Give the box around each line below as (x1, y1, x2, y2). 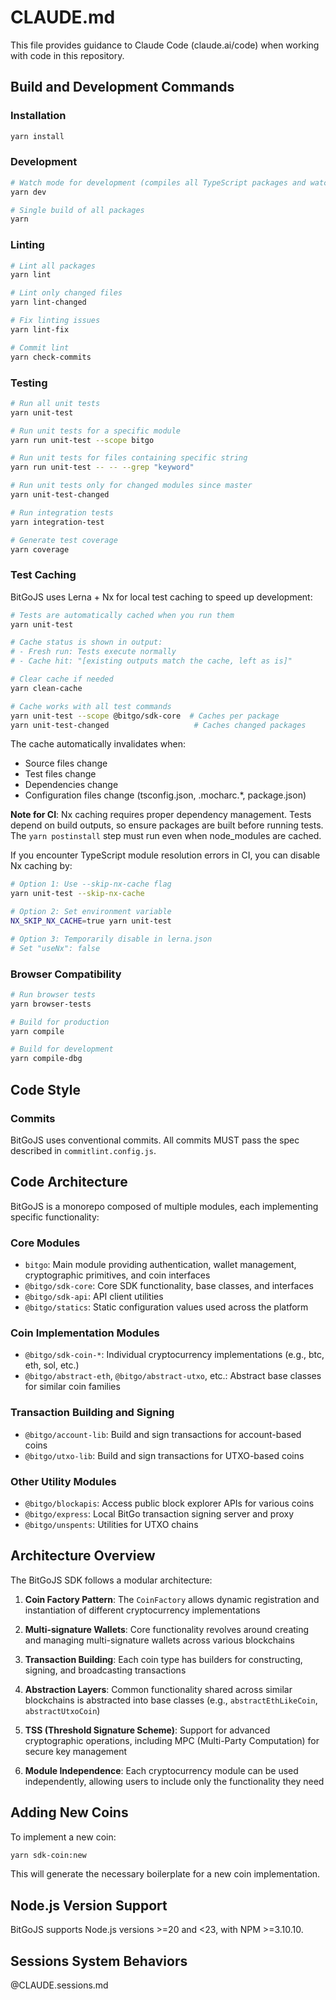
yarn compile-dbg (10, 1054, 83, 1064)
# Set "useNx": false (10, 943, 101, 953)
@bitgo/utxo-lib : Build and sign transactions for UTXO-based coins (24, 1449, 305, 1461)
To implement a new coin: (10, 1831, 117, 1843)
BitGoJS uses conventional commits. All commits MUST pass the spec (10, 1134, 300, 1146)
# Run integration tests (10, 507, 114, 518)
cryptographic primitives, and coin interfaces (24, 1269, 211, 1281)
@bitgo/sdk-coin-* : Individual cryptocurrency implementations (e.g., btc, (24, 1349, 325, 1361)
